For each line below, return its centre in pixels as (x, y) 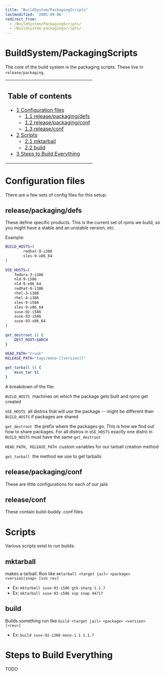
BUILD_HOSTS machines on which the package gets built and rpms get (77, 396)
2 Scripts (27, 135)
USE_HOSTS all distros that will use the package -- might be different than (79, 411)
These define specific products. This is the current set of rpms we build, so (83, 223)
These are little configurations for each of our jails (57, 484)
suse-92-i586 (28, 312)
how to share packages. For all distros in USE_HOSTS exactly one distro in (79, 431)
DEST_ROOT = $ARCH (31, 340)
